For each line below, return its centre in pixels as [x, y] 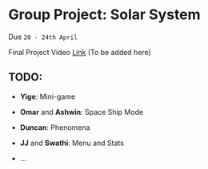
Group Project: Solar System [105, 15]
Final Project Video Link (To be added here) [80, 52]
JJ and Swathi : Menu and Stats [72, 143]
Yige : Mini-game [48, 96]
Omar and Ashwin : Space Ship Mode [82, 112]
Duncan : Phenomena [55, 127]
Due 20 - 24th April [43, 37]
